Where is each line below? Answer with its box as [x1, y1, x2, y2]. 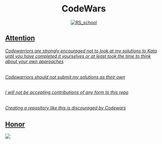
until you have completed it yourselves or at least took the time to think [5, 53, 151, 59]
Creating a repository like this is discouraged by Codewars [5, 105, 126, 111]
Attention [5, 34, 35, 42]
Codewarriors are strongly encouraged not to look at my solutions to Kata [5, 48, 157, 54]
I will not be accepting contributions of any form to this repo [5, 89, 129, 95]
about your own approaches [5, 58, 64, 64]
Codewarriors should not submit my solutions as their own [5, 74, 126, 80]
